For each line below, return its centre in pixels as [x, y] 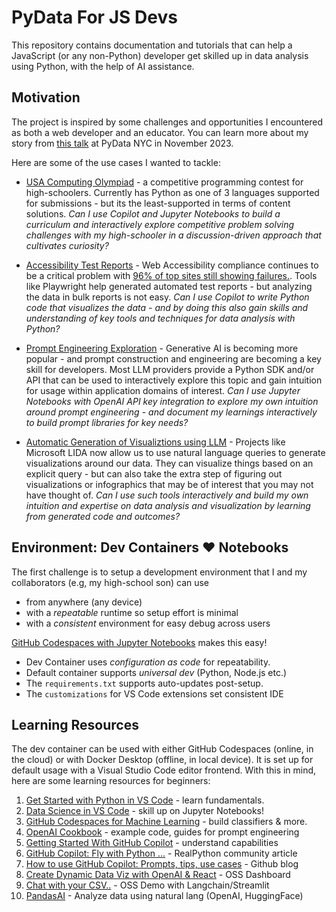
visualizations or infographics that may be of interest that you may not [169, 484]
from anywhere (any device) [84, 602]
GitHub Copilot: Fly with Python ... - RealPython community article [161, 853]
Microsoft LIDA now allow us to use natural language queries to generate [175, 452]
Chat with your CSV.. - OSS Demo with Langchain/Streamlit [147, 885]
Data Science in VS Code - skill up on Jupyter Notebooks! [145, 811]
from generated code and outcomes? [103, 516]
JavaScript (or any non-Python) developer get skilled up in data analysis [160, 55]
